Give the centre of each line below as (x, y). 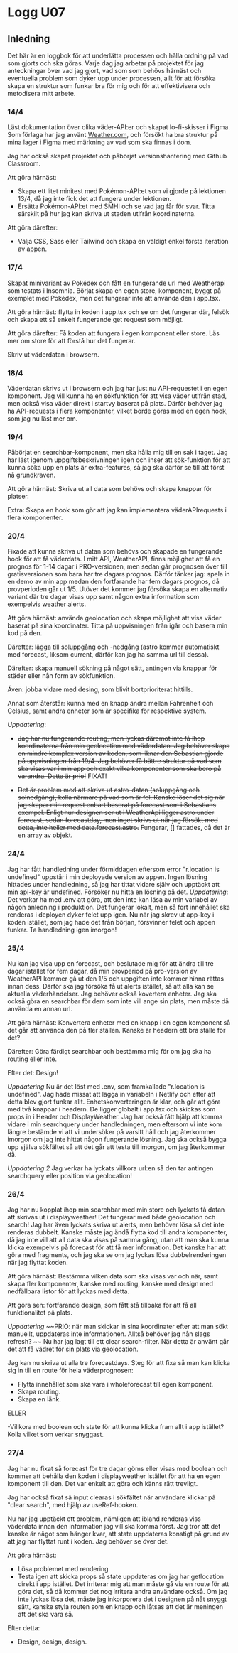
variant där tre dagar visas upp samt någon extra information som (103, 597)
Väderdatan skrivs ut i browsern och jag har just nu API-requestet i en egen (118, 388)
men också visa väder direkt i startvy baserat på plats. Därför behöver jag (115, 403)
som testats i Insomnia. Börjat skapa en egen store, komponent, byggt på (114, 290)
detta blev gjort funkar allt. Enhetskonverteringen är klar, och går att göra (114, 1102)
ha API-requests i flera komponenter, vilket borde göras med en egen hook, (118, 411)
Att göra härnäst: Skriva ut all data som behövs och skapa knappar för (110, 489)
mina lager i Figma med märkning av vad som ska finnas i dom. (99, 142)
